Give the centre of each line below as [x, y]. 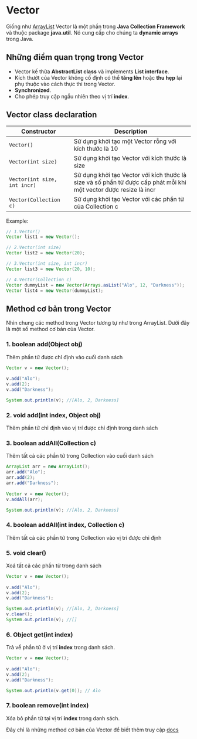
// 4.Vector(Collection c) [39, 280]
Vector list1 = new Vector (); [43, 237]
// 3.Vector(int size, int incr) [47, 264]
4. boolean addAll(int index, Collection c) [65, 525]
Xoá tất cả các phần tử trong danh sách [54, 566]
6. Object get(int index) [40, 635]
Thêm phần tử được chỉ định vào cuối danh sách [64, 357]
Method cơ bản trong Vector [59, 309]
